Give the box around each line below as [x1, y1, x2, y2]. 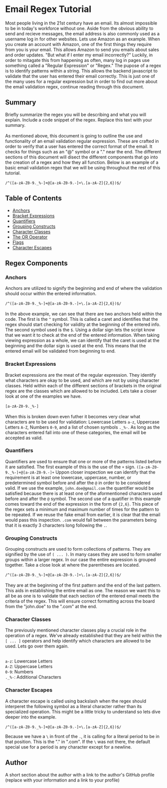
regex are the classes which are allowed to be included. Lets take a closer [5, 388, 157, 394]
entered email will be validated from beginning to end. [5, 348, 116, 354]
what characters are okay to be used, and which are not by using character [5, 377, 160, 383]
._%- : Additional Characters [5, 674, 61, 680]
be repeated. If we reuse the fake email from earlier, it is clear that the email [5, 511, 161, 518]
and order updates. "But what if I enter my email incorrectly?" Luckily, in [5, 51, 153, 58]
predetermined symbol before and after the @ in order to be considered [5, 480, 151, 486]
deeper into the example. [5, 714, 57, 720]
